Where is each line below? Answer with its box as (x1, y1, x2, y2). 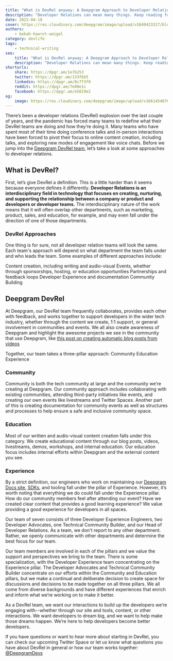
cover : (5, 22, 20, 27)
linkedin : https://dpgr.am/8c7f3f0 (14, 79, 91, 84)
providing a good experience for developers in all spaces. (5, 506, 128, 512)
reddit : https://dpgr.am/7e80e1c (14, 84, 86, 89)
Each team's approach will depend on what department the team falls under (5, 247, 166, 254)
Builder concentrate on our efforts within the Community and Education (5, 570, 157, 576)
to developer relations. (5, 151, 53, 157)
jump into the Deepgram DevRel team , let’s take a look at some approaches (5, 145, 165, 152)
